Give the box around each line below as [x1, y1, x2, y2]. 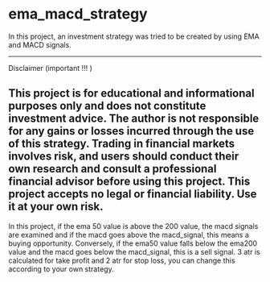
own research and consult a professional [8, 162, 217, 176]
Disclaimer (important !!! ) [8, 63, 92, 73]
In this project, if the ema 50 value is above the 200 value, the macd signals [8, 221, 259, 230]
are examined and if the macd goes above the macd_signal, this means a [8, 230, 249, 239]
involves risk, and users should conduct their [8, 150, 239, 164]
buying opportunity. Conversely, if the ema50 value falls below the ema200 [8, 238, 258, 248]
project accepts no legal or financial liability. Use [8, 187, 257, 201]
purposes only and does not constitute [8, 99, 207, 113]
